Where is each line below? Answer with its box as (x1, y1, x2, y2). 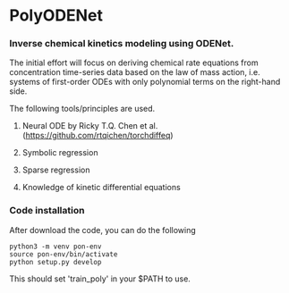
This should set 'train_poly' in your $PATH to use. (9, 273, 191, 284)
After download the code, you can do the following (9, 224, 197, 235)
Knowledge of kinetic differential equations (21, 182, 181, 193)
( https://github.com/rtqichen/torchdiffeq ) (21, 130, 174, 141)
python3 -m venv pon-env (9, 242, 102, 251)
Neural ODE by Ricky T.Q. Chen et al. (21, 121, 158, 131)
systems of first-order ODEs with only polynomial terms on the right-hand (9, 77, 281, 88)
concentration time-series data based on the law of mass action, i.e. (9, 67, 261, 78)
